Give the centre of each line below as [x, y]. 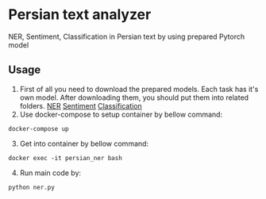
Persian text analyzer [80, 15]
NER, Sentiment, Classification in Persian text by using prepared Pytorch [127, 36]
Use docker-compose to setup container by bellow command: [121, 114]
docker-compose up [39, 128]
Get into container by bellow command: [84, 144]
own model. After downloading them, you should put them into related [134, 98]
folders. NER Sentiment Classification [81, 105]
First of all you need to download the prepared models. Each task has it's [139, 89]
